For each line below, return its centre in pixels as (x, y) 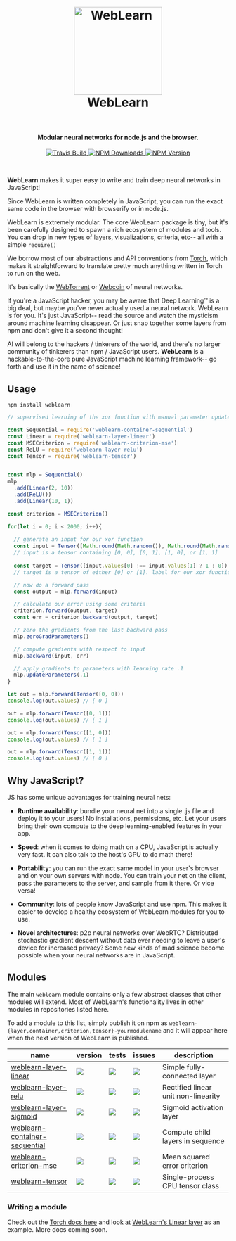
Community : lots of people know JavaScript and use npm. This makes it (122, 904)
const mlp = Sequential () (45, 475)
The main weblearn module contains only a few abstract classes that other (114, 994)
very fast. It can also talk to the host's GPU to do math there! (105, 855)
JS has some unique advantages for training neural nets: (89, 798)
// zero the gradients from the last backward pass (91, 630)
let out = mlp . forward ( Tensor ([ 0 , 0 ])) (66, 694)
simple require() (32, 245)
